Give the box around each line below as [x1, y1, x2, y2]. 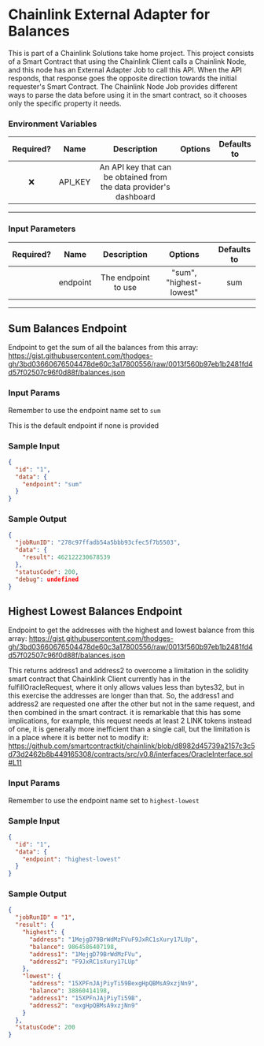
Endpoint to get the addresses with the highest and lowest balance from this [8, 625, 255, 635]
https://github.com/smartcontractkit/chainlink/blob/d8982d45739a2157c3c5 [8, 741, 255, 750]
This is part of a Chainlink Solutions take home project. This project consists [8, 48, 255, 58]
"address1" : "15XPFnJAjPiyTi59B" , [28, 994, 143, 1002]
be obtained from [103, 172, 167, 183]
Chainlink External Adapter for [8, 6, 211, 24]
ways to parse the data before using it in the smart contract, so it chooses [8, 90, 247, 99]
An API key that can [99, 162, 171, 173]
